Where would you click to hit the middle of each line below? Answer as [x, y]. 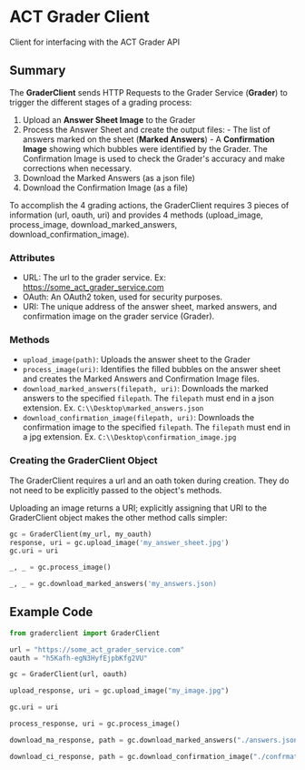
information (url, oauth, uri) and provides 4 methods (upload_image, [136, 215]
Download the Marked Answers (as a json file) [108, 177]
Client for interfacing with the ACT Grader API [94, 42]
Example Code [51, 612]
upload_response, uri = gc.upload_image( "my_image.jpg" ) [119, 691]
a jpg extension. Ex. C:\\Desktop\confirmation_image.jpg [129, 437]
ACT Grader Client [79, 17]
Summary [38, 71]
